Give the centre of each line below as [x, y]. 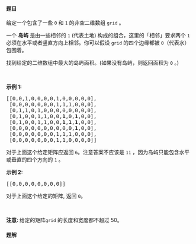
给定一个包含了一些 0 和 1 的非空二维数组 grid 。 [65, 23]
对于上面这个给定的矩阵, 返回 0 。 [46, 196]
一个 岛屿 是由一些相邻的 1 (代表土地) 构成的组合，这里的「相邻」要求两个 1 [98, 36]
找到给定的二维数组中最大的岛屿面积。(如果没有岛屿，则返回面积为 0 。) [93, 63]
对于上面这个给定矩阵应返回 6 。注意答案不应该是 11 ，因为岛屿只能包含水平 [98, 152]
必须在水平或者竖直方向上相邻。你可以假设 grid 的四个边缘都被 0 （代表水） [98, 43]
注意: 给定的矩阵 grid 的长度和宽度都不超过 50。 [64, 220]
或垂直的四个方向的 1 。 [35, 160]
